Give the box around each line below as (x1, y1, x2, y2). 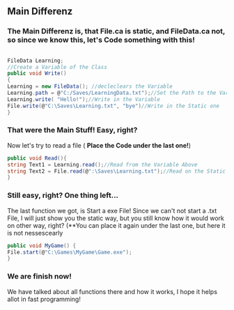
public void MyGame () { (7, 242, 77, 249)
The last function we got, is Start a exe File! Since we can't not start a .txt (7, 206, 217, 215)
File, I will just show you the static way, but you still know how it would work (7, 214, 224, 222)
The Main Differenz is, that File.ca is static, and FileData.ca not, (7, 26, 226, 36)
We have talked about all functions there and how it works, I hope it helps (7, 287, 218, 295)
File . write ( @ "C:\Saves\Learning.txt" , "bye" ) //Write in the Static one (7, 102, 219, 109)
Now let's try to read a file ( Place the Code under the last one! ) (7, 141, 192, 149)
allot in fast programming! (7, 295, 81, 303)
